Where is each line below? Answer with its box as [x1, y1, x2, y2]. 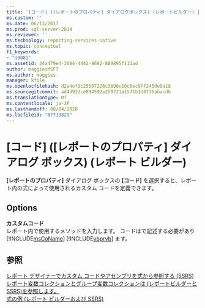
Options [6, 202, 38, 213]
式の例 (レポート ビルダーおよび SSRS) [6, 295, 104, 302]
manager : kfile [6, 77, 45, 83]
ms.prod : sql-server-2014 [6, 26, 72, 33]
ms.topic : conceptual [6, 44, 62, 50]
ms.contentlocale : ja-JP [6, 100, 70, 106]
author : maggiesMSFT [6, 66, 59, 72]
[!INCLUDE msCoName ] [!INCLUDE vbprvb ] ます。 [6, 235, 130, 242]
